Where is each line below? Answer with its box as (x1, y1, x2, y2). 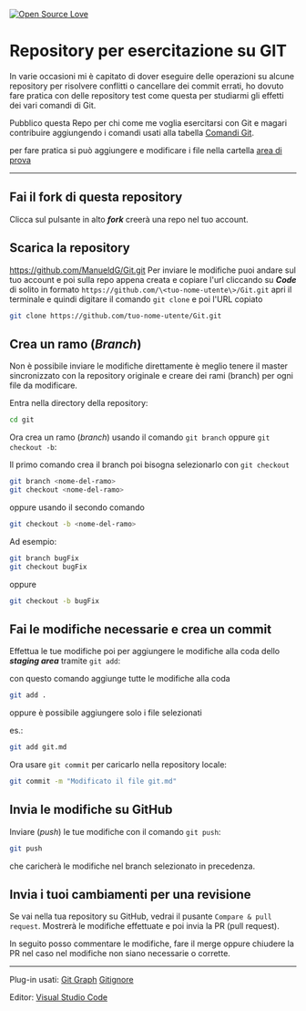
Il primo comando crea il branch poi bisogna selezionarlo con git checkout (9, 459, 290, 470)
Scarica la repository (9, 240, 130, 255)
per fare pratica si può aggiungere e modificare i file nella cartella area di (9, 144, 282, 155)
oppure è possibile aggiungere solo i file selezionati (9, 707, 202, 718)
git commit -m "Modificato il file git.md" (9, 776, 178, 786)
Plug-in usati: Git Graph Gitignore (9, 975, 134, 985)
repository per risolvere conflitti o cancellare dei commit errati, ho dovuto (9, 80, 284, 91)
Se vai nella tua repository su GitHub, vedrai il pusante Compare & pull (9, 911, 272, 922)
